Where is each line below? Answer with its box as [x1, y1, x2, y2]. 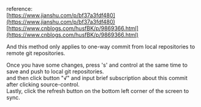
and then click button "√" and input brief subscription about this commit [6, 75, 188, 81]
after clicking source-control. [6, 81, 80, 88]
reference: [6, 6, 32, 12]
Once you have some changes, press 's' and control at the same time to [6, 61, 188, 68]
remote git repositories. [6, 50, 66, 57]
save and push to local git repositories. [6, 68, 104, 75]
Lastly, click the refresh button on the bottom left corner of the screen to [6, 87, 189, 94]
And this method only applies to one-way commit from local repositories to [6, 43, 195, 50]
